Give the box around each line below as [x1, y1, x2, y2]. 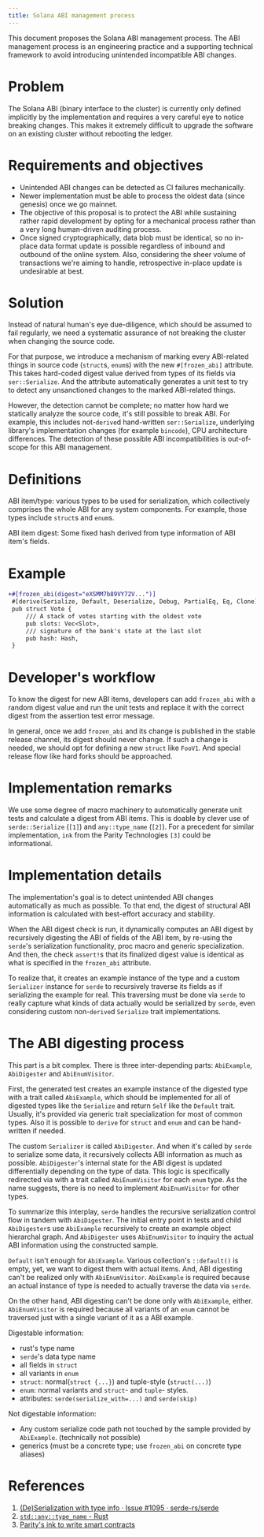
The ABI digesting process [8, 1035, 185, 1053]
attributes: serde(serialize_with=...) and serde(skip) [19, 1393, 198, 1404]
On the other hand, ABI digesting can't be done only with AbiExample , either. [8, 1296, 253, 1306]
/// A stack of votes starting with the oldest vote [25, 612, 202, 620]
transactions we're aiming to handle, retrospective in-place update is [19, 258, 243, 267]
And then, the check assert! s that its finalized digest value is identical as [8, 949, 244, 959]
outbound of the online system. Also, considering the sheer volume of [19, 249, 246, 259]
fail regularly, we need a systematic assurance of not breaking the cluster [8, 328, 246, 338]
